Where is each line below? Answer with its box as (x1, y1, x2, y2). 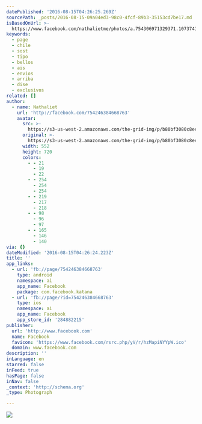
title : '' (6, 255, 31, 261)
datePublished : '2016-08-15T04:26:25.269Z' (6, 8, 117, 15)
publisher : (6, 322, 34, 328)
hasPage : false (6, 373, 44, 379)
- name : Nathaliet (11, 104, 58, 110)
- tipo (11, 54, 28, 60)
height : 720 (22, 149, 52, 155)
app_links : (6, 261, 34, 267)
